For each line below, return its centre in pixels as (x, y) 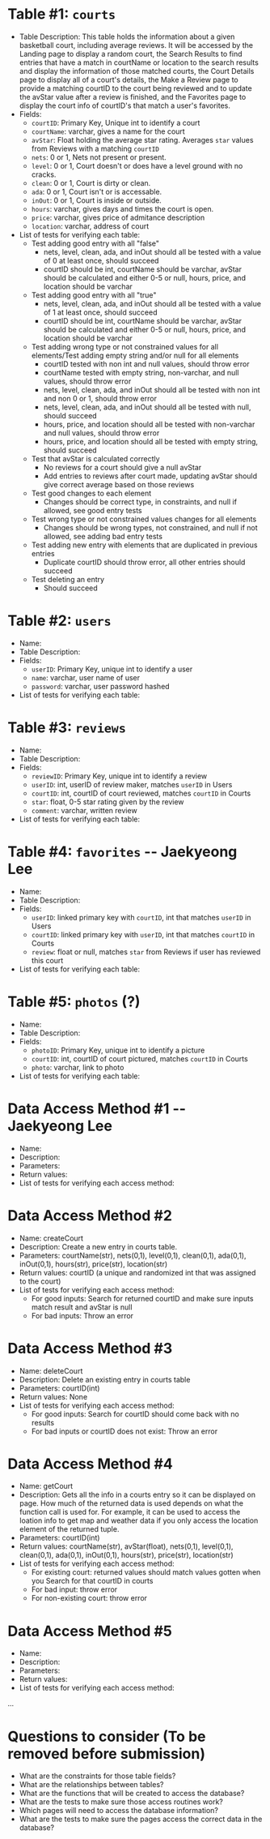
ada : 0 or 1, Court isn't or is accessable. (97, 191)
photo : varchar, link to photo (78, 1067)
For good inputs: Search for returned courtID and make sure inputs (142, 1298)
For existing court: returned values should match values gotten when (146, 1572)
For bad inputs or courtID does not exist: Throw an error (124, 1431)
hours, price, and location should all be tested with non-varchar (149, 424)
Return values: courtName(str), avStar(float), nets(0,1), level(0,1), (126, 1546)
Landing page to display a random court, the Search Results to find (131, 54)
